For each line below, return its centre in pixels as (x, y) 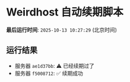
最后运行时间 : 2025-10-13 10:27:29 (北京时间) (62, 30)
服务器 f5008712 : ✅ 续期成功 (49, 73)
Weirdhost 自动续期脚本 (65, 12)
